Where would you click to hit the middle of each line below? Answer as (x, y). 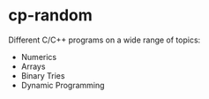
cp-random (51, 15)
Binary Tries (43, 75)
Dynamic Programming (63, 85)
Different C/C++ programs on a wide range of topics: (104, 40)
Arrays (33, 66)
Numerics (39, 57)
